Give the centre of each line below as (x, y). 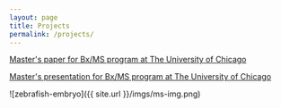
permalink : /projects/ (52, 34)
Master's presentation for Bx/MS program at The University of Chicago (140, 77)
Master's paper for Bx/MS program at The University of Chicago (128, 60)
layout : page (34, 17)
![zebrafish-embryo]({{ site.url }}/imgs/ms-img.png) (105, 94)
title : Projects (40, 26)
